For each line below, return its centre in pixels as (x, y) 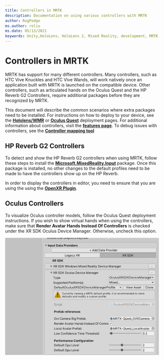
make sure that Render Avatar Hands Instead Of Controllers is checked (78, 225)
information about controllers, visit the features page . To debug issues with (81, 125)
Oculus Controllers (34, 204)
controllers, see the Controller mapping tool (50, 131)
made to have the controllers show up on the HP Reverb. (62, 173)
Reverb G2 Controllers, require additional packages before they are (72, 95)
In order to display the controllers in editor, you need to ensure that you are (80, 183)
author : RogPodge (23, 21)
